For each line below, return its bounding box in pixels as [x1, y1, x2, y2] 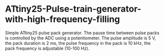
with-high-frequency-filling [5, 14, 120, 25]
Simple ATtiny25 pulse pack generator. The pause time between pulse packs [5, 30, 160, 36]
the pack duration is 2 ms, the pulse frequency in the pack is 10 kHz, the [5, 40, 151, 46]
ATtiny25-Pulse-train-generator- [5, 3, 141, 15]
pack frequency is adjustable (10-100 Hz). [5, 45, 90, 51]
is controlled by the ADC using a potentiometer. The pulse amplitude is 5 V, [5, 35, 156, 41]
